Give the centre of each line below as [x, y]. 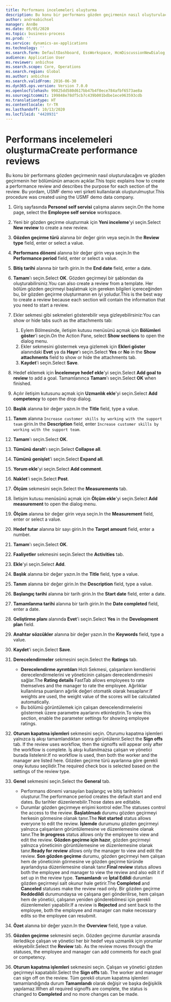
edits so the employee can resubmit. [59, 915]
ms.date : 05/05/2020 [28, 29]
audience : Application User [36, 57]
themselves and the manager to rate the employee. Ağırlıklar [84, 685]
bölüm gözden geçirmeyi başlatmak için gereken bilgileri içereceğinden [88, 289]
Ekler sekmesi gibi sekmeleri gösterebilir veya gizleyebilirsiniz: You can [87, 315]
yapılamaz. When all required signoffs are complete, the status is [80, 988]
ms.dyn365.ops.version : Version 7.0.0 [47, 86]
